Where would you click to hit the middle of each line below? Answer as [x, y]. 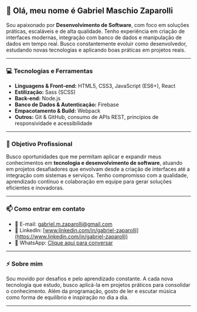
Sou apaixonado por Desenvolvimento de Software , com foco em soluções [98, 25]
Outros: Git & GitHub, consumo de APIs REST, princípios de [86, 117]
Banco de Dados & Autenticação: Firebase [67, 105]
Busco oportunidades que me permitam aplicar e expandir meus [84, 157]
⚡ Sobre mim [24, 263]
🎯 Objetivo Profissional [39, 144]
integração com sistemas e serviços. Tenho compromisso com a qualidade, [97, 175]
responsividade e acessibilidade [53, 123]
